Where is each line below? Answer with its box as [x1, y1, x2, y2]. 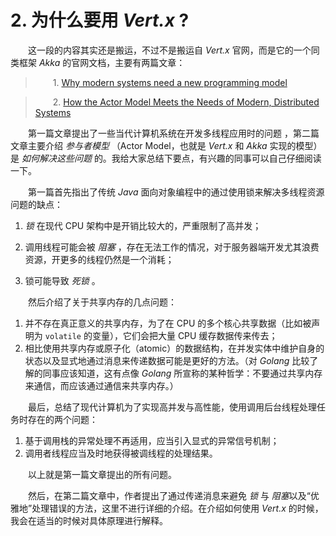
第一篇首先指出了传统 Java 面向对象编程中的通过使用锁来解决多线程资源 [28, 186, 325, 198]
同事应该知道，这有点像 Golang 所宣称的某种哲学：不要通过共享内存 [42, 367, 323, 379]
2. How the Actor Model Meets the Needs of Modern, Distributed [52, 96, 320, 108]
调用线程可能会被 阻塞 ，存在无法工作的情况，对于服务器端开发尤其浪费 [24, 241, 320, 253]
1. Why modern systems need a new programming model [52, 76, 288, 88]
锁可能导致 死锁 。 [24, 274, 101, 286]
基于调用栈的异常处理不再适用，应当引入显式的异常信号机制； [24, 434, 280, 446]
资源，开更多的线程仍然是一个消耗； [24, 253, 175, 265]
